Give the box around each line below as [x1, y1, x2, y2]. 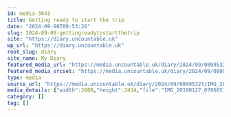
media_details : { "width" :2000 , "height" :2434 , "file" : [7, 87, 162, 94]
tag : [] [7, 100, 30, 107]
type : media [7, 74, 41, 81]
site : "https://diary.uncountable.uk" [7, 36, 118, 43]
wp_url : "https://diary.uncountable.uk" [7, 42, 125, 49]
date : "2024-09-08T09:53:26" [7, 23, 91, 30]
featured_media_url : [7, 61, 67, 68]
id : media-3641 [7, 10, 51, 17]
